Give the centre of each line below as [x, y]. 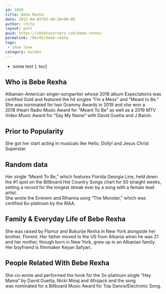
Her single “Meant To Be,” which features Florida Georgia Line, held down [81, 176]
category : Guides [23, 52]
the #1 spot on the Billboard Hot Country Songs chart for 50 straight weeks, [83, 182]
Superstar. [16, 149]
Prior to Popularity [34, 131]
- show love [20, 47]
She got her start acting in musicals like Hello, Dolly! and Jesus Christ [77, 143]
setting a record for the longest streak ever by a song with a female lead [80, 187]
